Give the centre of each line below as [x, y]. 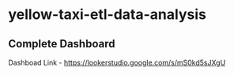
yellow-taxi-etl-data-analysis [108, 15]
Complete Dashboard [62, 44]
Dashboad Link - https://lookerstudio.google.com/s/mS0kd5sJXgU [117, 62]
